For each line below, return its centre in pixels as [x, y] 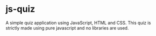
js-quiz [20, 9]
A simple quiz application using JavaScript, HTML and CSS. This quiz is [78, 23]
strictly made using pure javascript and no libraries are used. [67, 28]
